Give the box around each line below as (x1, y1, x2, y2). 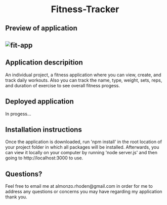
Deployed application (5, 97, 74, 106)
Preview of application (5, 24, 77, 32)
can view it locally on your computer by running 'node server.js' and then (5, 150, 158, 156)
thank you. (5, 194, 27, 200)
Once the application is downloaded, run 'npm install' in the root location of (5, 139, 162, 145)
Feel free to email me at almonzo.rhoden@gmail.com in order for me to (5, 183, 153, 189)
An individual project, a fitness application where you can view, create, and (5, 72, 161, 78)
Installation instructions (5, 125, 82, 134)
